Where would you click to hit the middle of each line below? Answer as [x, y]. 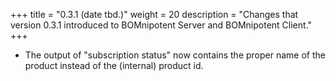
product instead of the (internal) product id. [114, 65]
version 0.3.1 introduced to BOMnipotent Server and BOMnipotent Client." [161, 25]
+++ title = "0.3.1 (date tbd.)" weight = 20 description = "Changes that [154, 14]
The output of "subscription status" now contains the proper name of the [175, 55]
